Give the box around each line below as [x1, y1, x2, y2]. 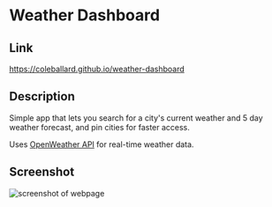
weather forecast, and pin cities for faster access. [9, 122, 190, 132]
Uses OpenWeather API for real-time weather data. [9, 138, 194, 150]
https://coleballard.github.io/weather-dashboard [9, 63, 185, 74]
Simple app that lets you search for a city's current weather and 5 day [9, 112, 263, 123]
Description [9, 89, 75, 104]
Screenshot [9, 165, 75, 180]
